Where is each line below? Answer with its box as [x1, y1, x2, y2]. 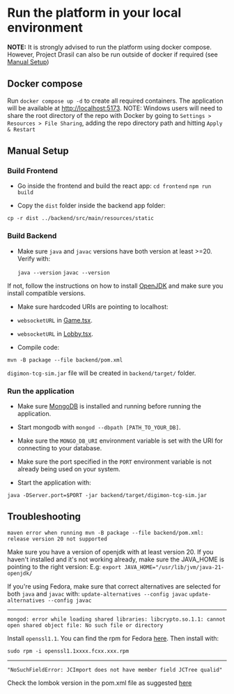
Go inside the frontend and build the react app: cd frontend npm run [17, 182, 212, 190]
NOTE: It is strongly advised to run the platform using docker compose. [7, 43, 212, 51]
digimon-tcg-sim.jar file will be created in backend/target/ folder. [7, 369, 196, 377]
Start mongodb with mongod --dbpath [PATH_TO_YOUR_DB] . [17, 423, 181, 431]
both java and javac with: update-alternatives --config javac [7, 589, 188, 598]
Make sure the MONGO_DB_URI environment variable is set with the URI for [17, 436, 224, 445]
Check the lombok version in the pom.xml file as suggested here [7, 679, 192, 687]
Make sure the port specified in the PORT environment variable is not [17, 457, 212, 466]
